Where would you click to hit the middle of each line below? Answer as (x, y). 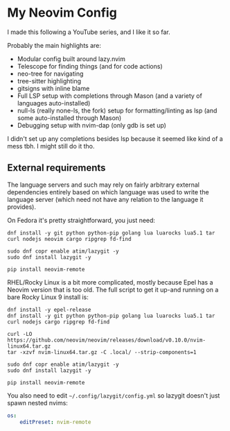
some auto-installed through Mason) (69, 118)
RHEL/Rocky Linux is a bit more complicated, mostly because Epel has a (110, 282)
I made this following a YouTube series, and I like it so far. (89, 32)
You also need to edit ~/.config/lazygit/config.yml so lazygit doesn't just (114, 395)
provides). (22, 207)
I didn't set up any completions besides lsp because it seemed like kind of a (115, 138)
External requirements (56, 168)
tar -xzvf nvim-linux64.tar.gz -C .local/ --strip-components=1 (102, 352)
